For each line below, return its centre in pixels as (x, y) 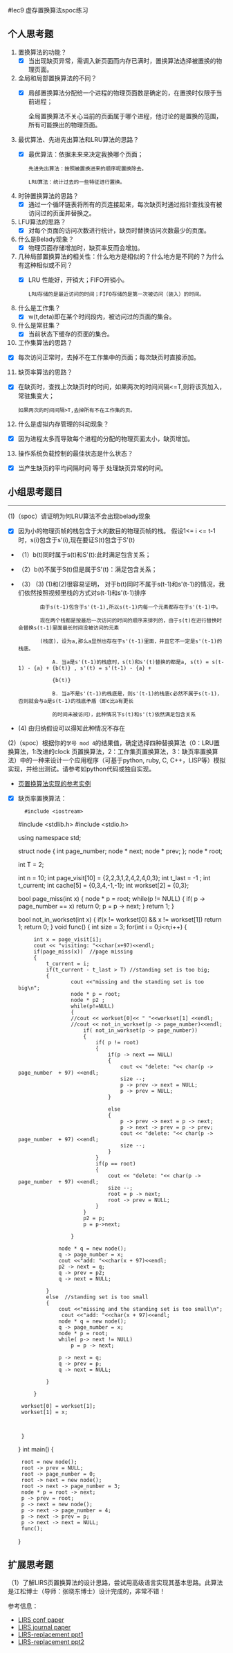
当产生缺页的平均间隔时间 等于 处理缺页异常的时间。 (92, 468)
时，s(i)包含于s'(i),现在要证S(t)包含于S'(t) (76, 539)
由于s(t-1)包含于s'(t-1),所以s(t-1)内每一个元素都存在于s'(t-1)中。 (131, 607)
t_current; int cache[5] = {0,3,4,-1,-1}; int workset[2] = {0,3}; (103, 885)
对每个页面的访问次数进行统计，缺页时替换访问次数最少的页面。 (119, 231)
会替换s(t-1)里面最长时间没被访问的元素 (68, 628)
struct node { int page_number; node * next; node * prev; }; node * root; (120, 851)
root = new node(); (49, 1462)
